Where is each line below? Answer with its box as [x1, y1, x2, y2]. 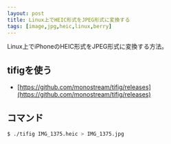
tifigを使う [7, 64, 52, 76]
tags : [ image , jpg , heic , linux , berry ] [7, 23, 112, 29]
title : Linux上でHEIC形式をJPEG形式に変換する [7, 16, 130, 23]
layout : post [7, 10, 45, 17]
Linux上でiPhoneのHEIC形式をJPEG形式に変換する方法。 [7, 43, 168, 51]
